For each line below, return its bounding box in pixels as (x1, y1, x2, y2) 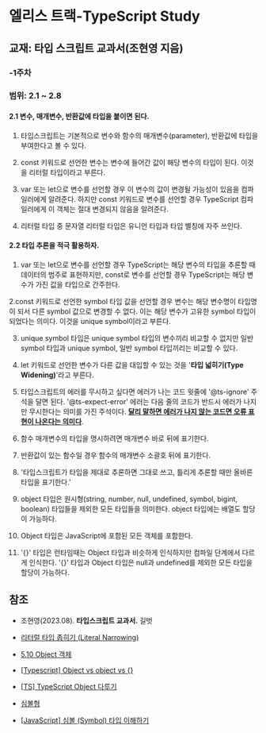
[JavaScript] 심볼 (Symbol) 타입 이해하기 (20, 716, 150, 725)
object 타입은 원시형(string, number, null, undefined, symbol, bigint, (20, 494, 238, 503)
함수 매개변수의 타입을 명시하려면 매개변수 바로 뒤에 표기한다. (20, 434, 209, 443)
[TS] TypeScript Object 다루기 (20, 681, 117, 691)
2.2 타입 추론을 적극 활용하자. (9, 241, 100, 250)
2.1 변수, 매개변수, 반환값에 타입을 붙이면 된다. (9, 112, 150, 122)
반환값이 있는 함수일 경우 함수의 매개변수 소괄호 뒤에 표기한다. (20, 450, 211, 460)
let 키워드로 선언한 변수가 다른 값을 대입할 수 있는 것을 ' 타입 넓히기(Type (20, 360, 244, 369)
